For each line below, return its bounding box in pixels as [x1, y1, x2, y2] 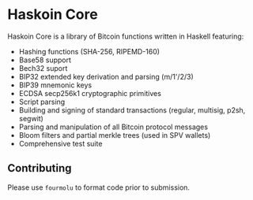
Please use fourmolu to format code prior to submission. [7, 183, 191, 192]
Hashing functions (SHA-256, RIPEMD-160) [18, 46, 160, 56]
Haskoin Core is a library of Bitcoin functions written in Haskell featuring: [7, 31, 244, 41]
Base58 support [18, 55, 72, 65]
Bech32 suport [18, 63, 68, 72]
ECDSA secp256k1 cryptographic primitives [18, 88, 161, 98]
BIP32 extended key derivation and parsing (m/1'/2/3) [18, 72, 194, 81]
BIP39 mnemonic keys [18, 80, 93, 90]
